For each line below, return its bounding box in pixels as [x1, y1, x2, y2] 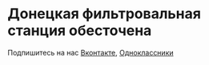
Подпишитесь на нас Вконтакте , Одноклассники [7, 48, 174, 57]
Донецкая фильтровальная [7, 5, 202, 23]
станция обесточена [7, 21, 152, 40]
